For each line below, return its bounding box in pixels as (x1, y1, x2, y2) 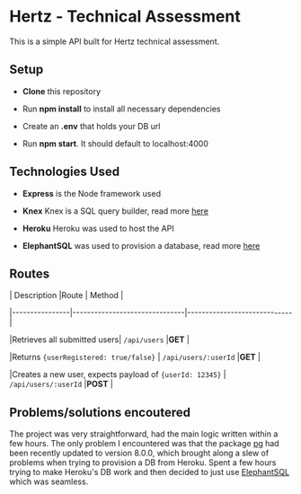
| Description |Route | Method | (9, 290, 124, 301)
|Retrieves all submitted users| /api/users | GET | (9, 334, 190, 345)
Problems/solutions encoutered (9, 404, 191, 419)
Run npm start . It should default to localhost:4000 (22, 137, 209, 149)
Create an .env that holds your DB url (22, 120, 161, 131)
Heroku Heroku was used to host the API (22, 223, 174, 234)
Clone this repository (22, 85, 102, 96)
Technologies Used (9, 164, 120, 180)
